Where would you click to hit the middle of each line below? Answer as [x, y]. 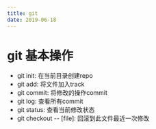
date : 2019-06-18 [32, 20]
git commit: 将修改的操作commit [62, 93]
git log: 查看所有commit [50, 101]
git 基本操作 [40, 56]
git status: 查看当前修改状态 [56, 110]
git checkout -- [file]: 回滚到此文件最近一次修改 [83, 118]
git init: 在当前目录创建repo [55, 76]
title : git [23, 13]
